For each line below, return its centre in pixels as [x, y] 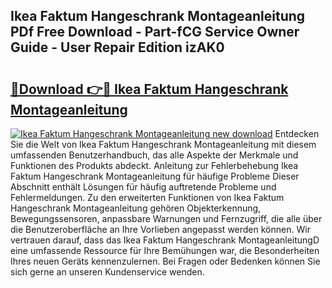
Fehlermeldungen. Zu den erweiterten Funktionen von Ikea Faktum [147, 197]
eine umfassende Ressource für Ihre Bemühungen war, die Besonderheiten [165, 250]
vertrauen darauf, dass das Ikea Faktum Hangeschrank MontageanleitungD [165, 240]
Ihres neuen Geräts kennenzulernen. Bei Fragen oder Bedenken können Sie [165, 261]
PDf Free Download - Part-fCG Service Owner [155, 32]
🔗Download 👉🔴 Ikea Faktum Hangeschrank [149, 89]
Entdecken [297, 133]
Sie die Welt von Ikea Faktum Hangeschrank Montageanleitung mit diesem [163, 144]
